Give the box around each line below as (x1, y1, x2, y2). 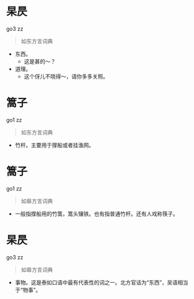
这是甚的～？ (23, 58, 56, 65)
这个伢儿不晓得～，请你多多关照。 (23, 73, 109, 80)
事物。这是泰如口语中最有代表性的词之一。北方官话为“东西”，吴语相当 (14, 279, 189, 286)
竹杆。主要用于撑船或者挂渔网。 (14, 141, 94, 148)
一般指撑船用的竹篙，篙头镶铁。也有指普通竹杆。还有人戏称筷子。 (14, 210, 178, 217)
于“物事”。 (14, 286, 41, 294)
